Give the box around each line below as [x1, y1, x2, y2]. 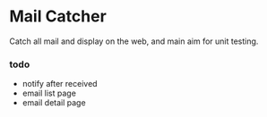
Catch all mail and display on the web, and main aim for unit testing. [9, 36, 259, 46]
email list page [22, 88, 76, 99]
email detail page [22, 97, 87, 108]
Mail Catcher [9, 6, 108, 27]
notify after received [22, 79, 98, 89]
